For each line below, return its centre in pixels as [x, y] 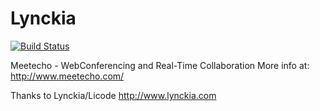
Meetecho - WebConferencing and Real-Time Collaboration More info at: [160, 65]
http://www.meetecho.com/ [67, 76]
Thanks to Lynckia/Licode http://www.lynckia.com [113, 95]
